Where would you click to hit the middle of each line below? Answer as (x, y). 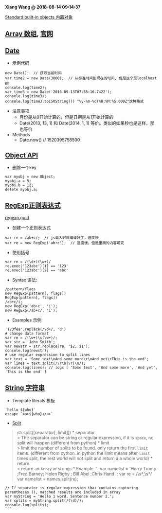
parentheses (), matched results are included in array (63, 492)
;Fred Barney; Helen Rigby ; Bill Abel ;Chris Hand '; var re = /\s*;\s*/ (84, 474)
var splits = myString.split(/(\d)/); (44, 500)
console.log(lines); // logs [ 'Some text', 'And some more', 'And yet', (81, 367)
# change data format (27, 333)
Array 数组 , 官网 (29, 34)
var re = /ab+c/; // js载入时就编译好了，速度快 (52, 238)
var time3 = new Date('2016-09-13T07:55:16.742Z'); (58, 92)
